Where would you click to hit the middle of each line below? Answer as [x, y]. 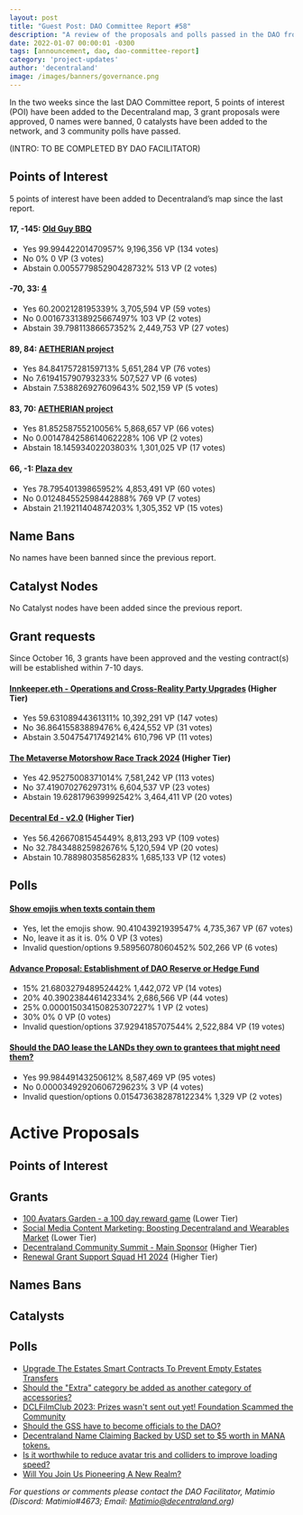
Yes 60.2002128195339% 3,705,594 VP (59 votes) [116, 309]
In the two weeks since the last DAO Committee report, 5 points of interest [147, 102]
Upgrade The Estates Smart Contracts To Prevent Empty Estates [142, 1368]
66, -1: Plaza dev [41, 468]
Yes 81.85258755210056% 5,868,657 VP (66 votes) [118, 429]
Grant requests [53, 636]
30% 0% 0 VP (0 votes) [66, 1018]
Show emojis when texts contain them [83, 908]
